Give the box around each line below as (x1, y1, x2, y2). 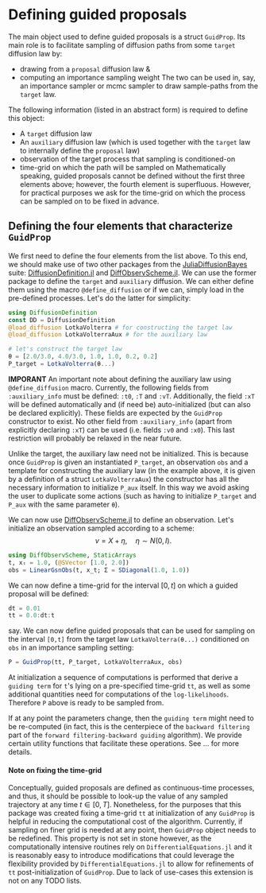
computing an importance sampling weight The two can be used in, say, (19, 72, 256, 82)
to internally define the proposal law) (19, 146, 141, 155)
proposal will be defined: (8, 588, 90, 598)
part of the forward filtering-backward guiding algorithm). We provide (8, 730, 242, 740)
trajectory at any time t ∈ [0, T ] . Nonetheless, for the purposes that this (8, 800, 242, 810)
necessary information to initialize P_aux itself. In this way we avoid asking (8, 483, 249, 492)
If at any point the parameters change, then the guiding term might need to (8, 713, 254, 723)
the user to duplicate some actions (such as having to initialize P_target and (8, 491, 256, 500)
